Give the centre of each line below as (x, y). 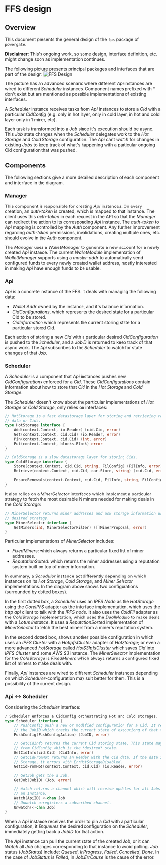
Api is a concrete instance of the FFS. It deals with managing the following (81, 292)
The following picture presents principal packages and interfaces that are (80, 69)
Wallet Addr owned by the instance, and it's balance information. (78, 307)
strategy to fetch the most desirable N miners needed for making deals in (80, 499)
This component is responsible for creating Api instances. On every (74, 206)
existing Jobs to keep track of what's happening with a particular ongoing (80, 145)
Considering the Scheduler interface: (43, 707)
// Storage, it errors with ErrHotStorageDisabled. (68, 762)
